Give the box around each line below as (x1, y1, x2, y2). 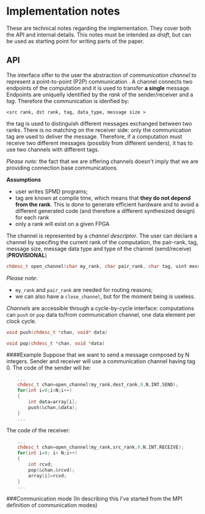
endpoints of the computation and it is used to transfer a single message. (6, 84, 191, 92)
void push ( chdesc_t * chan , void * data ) (6, 329, 108, 335)
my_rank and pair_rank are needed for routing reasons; (15, 286, 153, 294)
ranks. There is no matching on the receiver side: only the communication (6, 126, 192, 134)
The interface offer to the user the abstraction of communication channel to (6, 71, 197, 79)
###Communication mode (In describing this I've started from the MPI (6, 495, 183, 502)
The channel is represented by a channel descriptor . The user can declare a (6, 232, 198, 239)
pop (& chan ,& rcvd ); (28, 467, 75, 473)
